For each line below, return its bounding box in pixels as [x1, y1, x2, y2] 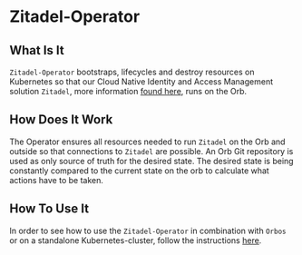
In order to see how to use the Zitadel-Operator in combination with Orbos [9, 225, 287, 236]
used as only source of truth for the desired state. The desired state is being [9, 155, 294, 166]
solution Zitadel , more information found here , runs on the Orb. [9, 86, 248, 96]
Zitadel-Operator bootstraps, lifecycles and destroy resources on [9, 66, 256, 77]
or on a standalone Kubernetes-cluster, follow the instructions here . [9, 234, 262, 246]
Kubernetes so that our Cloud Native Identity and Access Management [9, 76, 274, 87]
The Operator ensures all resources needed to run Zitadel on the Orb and [9, 136, 286, 147]
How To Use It [9, 201, 89, 217]
